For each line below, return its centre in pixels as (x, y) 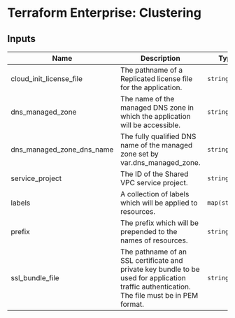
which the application (155, 116)
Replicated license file (156, 79)
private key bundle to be (160, 269)
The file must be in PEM (159, 295)
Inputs (22, 39)
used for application (153, 278)
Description (160, 58)
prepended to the (149, 232)
